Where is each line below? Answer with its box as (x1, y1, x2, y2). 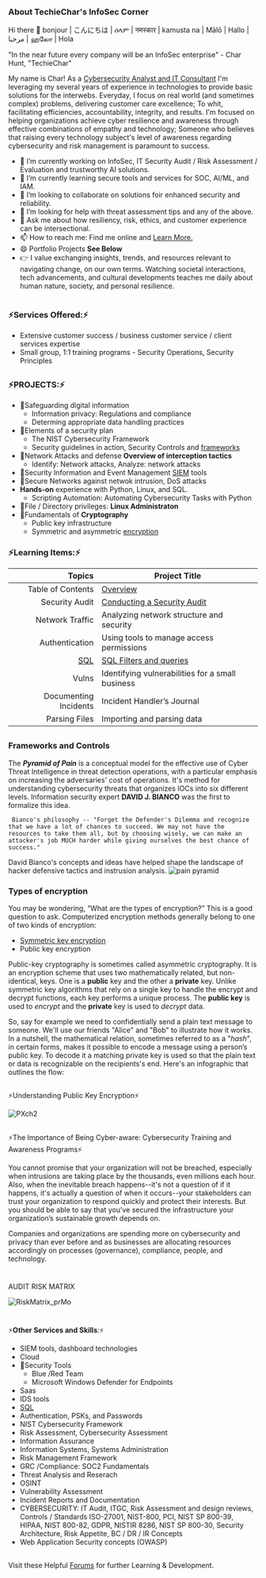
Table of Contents (27, 583, 94, 594)
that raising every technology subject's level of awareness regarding (8, 133, 232, 143)
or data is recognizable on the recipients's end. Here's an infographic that (8, 1058, 249, 1068)
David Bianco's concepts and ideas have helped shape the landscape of (8, 857, 244, 867)
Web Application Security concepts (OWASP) (19, 1538, 168, 1547)
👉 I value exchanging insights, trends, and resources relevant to (19, 253, 231, 263)
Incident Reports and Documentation (19, 1496, 140, 1505)
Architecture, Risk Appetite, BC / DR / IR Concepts (19, 1529, 184, 1538)
